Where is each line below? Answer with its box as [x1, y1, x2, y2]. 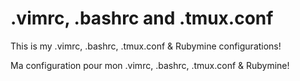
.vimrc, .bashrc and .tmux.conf [10, 7, 274, 30]
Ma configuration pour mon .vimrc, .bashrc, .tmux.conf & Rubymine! [10, 59, 290, 71]
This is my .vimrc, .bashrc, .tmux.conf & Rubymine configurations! [10, 40, 282, 52]
